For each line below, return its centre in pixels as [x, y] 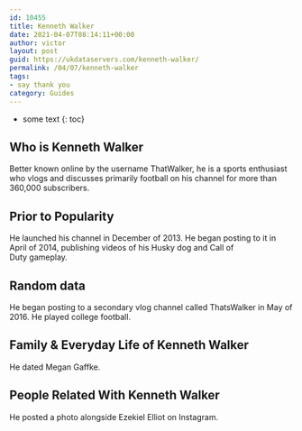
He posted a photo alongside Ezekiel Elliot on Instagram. [114, 417]
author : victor [38, 43]
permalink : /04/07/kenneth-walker [74, 69]
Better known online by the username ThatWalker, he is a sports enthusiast [148, 169]
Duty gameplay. [38, 257]
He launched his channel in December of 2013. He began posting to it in [143, 238]
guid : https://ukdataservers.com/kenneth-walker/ [105, 60]
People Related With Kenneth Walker [115, 395]
